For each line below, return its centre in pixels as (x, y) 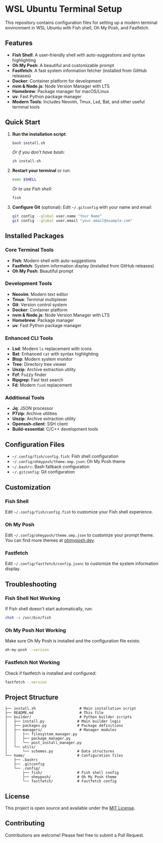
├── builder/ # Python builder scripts (69, 717)
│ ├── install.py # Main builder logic (63, 721)
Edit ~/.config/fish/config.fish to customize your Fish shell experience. (79, 511)
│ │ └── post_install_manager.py (43, 743)
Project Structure (32, 697)
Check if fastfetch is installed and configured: (51, 673)
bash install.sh (29, 143)
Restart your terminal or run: (41, 171)
